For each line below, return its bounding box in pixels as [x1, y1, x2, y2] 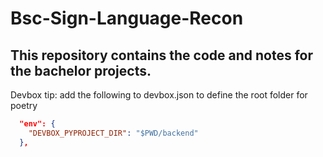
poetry [10, 100, 38, 111]
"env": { [19, 119, 56, 129]
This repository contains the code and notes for [10, 47, 314, 64]
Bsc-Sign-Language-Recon [10, 7, 244, 30]
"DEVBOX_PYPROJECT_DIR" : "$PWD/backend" [28, 128, 199, 138]
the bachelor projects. [10, 62, 152, 79]
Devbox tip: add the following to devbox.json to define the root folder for [10, 89, 308, 101]
